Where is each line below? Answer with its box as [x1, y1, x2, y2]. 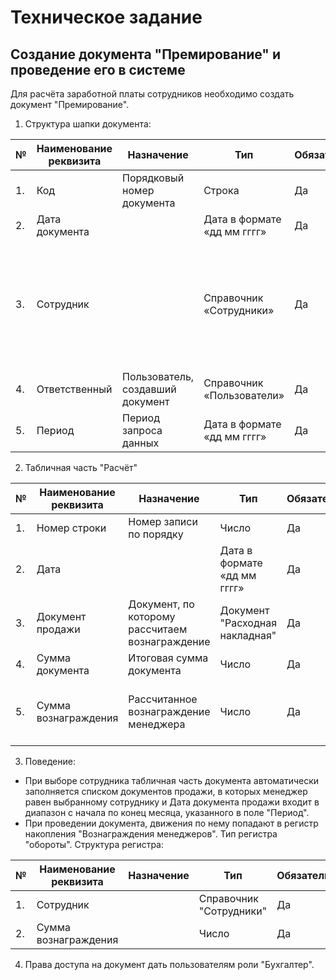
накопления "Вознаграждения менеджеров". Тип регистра [24, 828, 278, 840]
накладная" [219, 629, 277, 642]
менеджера [128, 717, 186, 731]
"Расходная [219, 616, 277, 630]
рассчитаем [128, 622, 188, 636]
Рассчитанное [128, 692, 198, 706]
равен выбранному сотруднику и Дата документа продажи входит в [24, 796, 320, 808]
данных [122, 436, 160, 450]
